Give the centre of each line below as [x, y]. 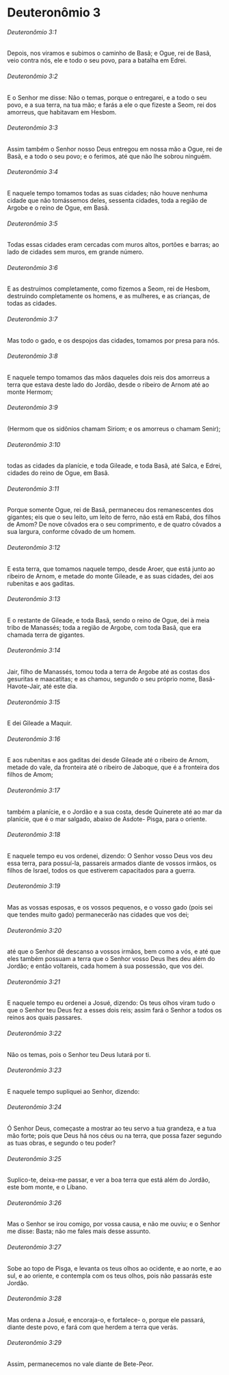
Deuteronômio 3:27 [34, 1247]
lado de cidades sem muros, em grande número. [76, 252]
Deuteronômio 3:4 [32, 172]
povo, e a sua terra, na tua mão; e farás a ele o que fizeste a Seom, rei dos [112, 105]
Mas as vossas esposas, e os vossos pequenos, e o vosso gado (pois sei [110, 908]
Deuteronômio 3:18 [34, 835]
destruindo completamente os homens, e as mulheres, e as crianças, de [109, 296]
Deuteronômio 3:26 [34, 1203]
